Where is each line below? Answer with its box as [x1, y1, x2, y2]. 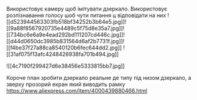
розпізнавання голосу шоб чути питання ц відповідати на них [6, 12, 167, 19]
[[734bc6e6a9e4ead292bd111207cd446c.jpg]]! [6, 31, 125, 38]
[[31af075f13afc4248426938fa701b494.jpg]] [6, 51, 119, 57]
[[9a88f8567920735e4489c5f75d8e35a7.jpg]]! [6, 24, 125, 32]
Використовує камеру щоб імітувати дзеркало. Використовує [6, 5, 168, 12]
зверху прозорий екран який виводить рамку [6, 80, 126, 88]
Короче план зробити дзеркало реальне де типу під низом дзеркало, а [6, 74, 192, 81]
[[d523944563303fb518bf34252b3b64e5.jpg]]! [6, 18, 127, 25]
